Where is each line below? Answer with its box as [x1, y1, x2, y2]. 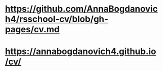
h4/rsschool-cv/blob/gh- [5, 14, 109, 25]
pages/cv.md [5, 24, 60, 35]
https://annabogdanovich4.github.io [5, 46, 156, 57]
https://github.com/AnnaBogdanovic [5, 3, 158, 14]
